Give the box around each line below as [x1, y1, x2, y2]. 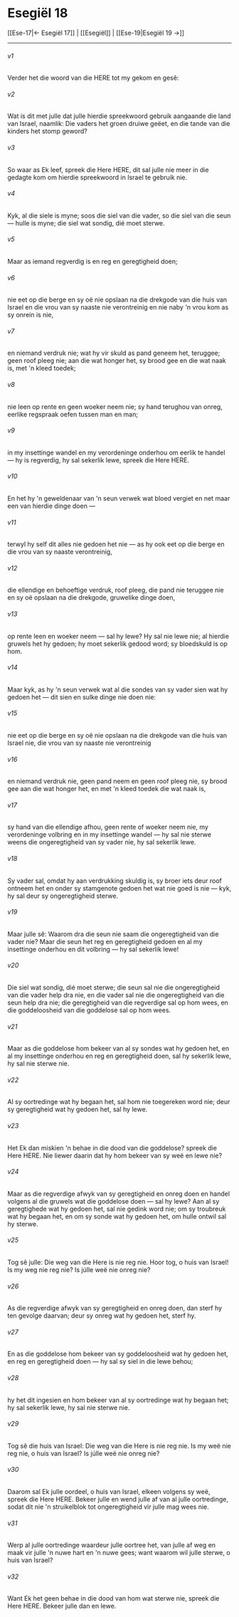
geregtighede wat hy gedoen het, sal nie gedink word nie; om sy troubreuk [7, 1204, 226, 1213]
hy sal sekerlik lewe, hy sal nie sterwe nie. [7, 1403, 130, 1411]
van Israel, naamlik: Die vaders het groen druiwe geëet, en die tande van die [7, 120, 230, 128]
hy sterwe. [7, 1219, 38, 1228]
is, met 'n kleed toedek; [7, 364, 76, 373]
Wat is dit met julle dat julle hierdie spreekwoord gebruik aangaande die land [7, 112, 231, 120]
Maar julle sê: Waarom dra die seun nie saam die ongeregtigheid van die [7, 930, 219, 938]
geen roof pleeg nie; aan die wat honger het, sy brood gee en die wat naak [7, 356, 226, 365]
